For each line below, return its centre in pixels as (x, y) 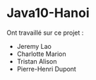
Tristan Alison (37, 61)
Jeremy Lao (34, 46)
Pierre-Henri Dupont (47, 69)
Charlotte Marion (41, 54)
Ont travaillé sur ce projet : (45, 33)
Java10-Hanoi (48, 13)
